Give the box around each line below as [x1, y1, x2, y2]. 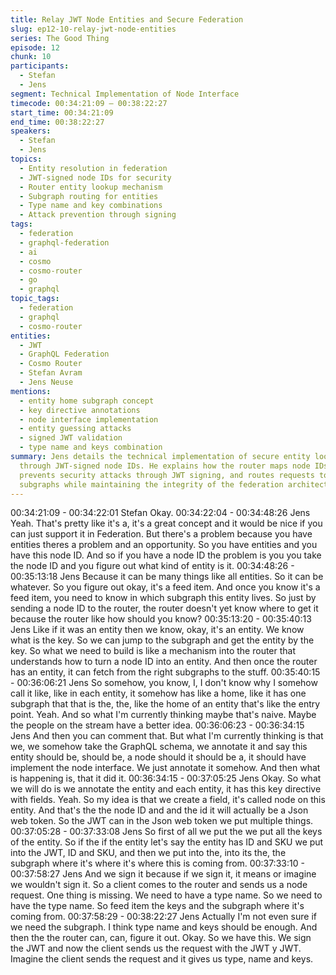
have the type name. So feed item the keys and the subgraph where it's [10, 900, 305, 912]
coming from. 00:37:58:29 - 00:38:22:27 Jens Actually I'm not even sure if [10, 911, 317, 923]
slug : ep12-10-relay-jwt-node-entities [10, 24, 177, 34]
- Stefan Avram [19, 368, 83, 378]
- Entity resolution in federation [19, 163, 168, 173]
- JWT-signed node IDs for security [19, 172, 172, 183]
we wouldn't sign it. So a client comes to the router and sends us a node [10, 879, 308, 891]
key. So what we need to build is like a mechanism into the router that [10, 645, 297, 657]
